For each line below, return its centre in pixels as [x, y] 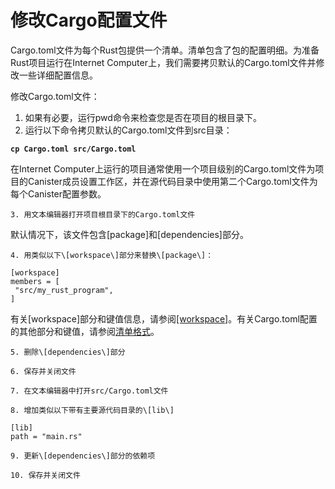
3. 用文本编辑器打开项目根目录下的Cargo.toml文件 [103, 214]
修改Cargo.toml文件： [55, 96]
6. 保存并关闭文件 [43, 371]
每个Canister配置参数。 [58, 193]
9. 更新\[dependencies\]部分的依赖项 [83, 456]
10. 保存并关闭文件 [45, 475]
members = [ [35, 281]
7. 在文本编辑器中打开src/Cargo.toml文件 [89, 391]
